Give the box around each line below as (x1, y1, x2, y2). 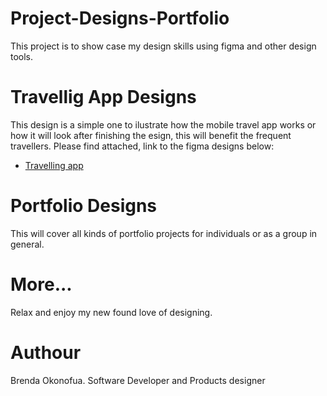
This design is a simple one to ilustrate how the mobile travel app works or (10, 118, 317, 131)
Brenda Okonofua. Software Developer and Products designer (10, 374, 266, 386)
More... (10, 273, 73, 296)
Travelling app (24, 159, 84, 171)
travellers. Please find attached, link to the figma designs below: (10, 140, 275, 152)
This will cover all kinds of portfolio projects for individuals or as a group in (10, 227, 318, 239)
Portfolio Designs (10, 195, 158, 217)
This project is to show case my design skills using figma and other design (10, 40, 317, 52)
